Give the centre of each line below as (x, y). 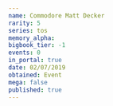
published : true (35, 90)
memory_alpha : (32, 38)
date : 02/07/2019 (37, 68)
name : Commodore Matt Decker (56, 16)
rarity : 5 (25, 23)
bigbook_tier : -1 (37, 45)
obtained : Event (35, 75)
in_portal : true (35, 61)
